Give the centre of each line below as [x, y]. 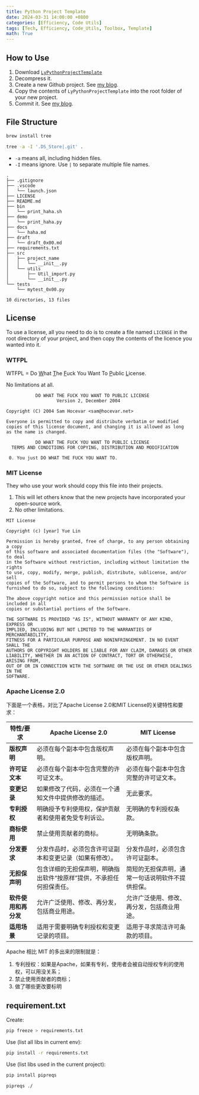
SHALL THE [18, 645]
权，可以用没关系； [38, 972]
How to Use [28, 58]
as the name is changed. [37, 432]
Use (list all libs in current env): [44, 1042]
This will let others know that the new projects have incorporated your [100, 497]
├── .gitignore [25, 180]
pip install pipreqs [32, 1075]
